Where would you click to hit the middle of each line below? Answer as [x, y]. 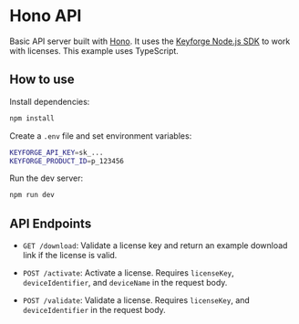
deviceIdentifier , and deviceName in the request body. [125, 283]
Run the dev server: [46, 178]
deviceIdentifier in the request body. [94, 310]
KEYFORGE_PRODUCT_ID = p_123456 [67, 161]
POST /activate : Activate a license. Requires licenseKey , [128, 273]
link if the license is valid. [70, 256]
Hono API [46, 16]
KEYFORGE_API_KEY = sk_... [57, 152]
